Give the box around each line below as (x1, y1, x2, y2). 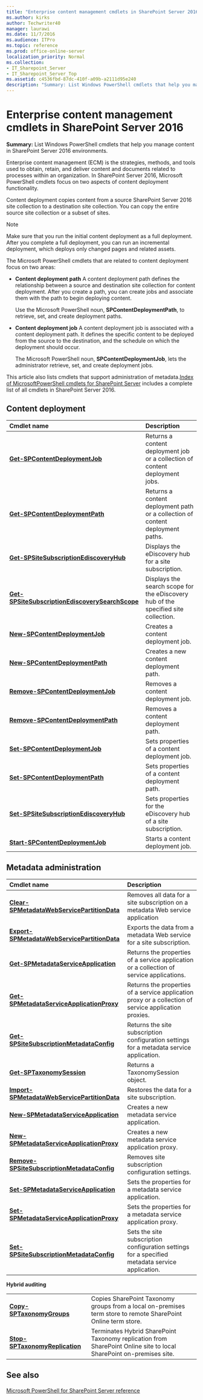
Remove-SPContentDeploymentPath (9, 715, 118, 724)
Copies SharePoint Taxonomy (91, 1294, 175, 1303)
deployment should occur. (14, 343, 80, 350)
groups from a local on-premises (91, 1302, 185, 1310)
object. (126, 1076, 147, 1084)
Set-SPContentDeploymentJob (9, 744, 101, 753)
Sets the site (126, 1227, 163, 1236)
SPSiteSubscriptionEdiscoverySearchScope (9, 597, 139, 605)
